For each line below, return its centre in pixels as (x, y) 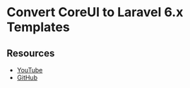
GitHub (27, 77)
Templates (38, 27)
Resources (31, 53)
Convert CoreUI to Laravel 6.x (95, 12)
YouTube (30, 70)
